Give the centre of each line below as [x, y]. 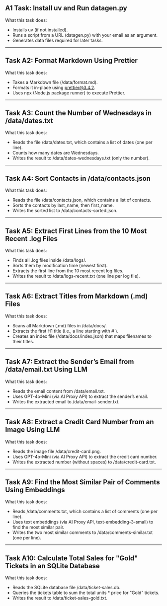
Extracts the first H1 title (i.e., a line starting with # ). [65, 331]
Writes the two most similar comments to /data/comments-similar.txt [83, 532]
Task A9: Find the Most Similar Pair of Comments [83, 482]
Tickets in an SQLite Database [53, 566]
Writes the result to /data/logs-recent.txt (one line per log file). [76, 276]
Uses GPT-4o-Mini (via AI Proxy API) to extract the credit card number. [85, 456]
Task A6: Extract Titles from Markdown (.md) [77, 296]
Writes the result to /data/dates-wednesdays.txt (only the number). [81, 158]
